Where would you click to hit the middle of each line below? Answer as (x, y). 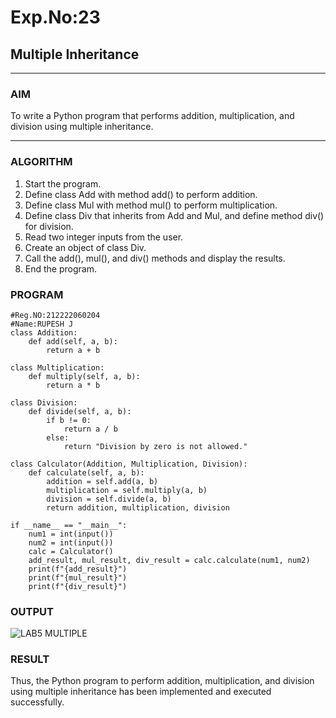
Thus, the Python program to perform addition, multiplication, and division (162, 681)
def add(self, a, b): (73, 341)
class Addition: (44, 332)
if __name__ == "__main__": (69, 525)
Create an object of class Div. (85, 247)
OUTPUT (32, 611)
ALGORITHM (41, 162)
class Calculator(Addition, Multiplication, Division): (129, 464)
